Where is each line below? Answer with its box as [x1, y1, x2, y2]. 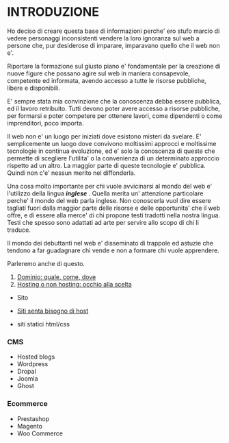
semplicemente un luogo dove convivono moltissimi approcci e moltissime [7, 139, 217, 147]
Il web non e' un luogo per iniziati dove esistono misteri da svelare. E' [7, 132, 202, 141]
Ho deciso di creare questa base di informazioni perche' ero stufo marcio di [7, 27, 220, 35]
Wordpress [16, 360, 49, 368]
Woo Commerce [16, 429, 64, 438]
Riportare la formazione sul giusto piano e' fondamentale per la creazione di [7, 62, 221, 70]
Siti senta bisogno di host [16, 307, 89, 315]
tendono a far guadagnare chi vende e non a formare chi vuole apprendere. [7, 246, 220, 254]
